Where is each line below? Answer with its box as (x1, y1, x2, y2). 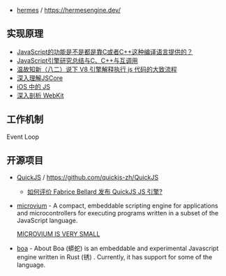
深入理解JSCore (16, 73, 63, 82)
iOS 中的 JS (16, 82, 50, 91)
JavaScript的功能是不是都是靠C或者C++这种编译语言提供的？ (16, 47, 193, 56)
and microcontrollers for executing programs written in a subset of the (16, 209, 219, 217)
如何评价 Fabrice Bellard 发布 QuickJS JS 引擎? (27, 187, 163, 196)
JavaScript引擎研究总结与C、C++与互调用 (16, 56, 139, 65)
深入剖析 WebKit (16, 91, 64, 100)
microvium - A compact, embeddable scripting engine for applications (16, 201, 218, 210)
